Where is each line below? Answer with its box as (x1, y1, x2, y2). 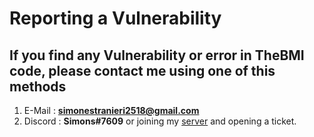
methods (9, 78, 67, 95)
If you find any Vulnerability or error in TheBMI (9, 47, 305, 64)
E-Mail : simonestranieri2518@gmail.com (23, 105, 200, 116)
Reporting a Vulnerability (9, 7, 222, 30)
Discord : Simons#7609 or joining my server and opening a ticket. (23, 115, 297, 127)
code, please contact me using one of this (9, 62, 276, 79)
